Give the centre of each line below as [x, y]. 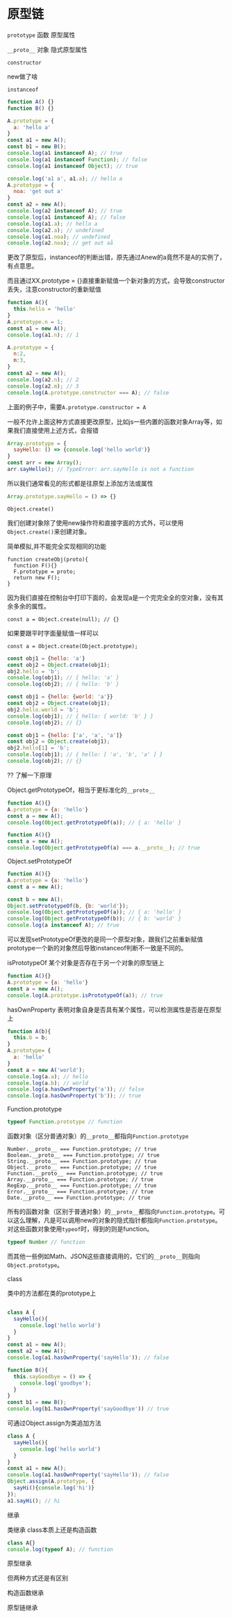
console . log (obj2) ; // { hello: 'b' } [63, 684]
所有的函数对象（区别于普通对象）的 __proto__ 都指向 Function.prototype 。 [113, 1212]
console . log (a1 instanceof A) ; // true [65, 154]
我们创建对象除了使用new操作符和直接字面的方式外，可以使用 [96, 522]
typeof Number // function [46, 1242]
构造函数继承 [25, 1593]
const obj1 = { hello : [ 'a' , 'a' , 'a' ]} [65, 735]
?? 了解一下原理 [30, 775]
